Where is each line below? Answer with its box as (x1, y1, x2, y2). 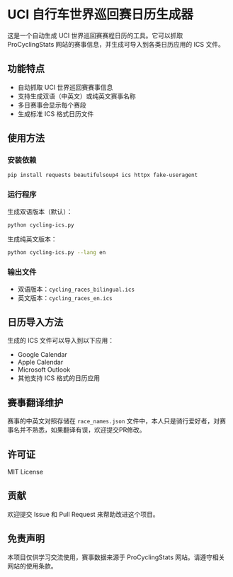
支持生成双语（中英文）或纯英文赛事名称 (17, 91, 136, 100)
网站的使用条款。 (7, 561, 57, 570)
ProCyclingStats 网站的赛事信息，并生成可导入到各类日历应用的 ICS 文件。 (7, 40, 225, 48)
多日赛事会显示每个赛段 (17, 101, 86, 109)
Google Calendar (17, 350, 67, 359)
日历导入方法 (7, 316, 64, 329)
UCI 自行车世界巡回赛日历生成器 (7, 6, 193, 23)
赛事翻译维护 (7, 396, 64, 409)
